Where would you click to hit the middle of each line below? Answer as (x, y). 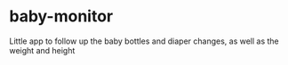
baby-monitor (61, 16)
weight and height (42, 50)
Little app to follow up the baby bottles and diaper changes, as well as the (144, 41)
